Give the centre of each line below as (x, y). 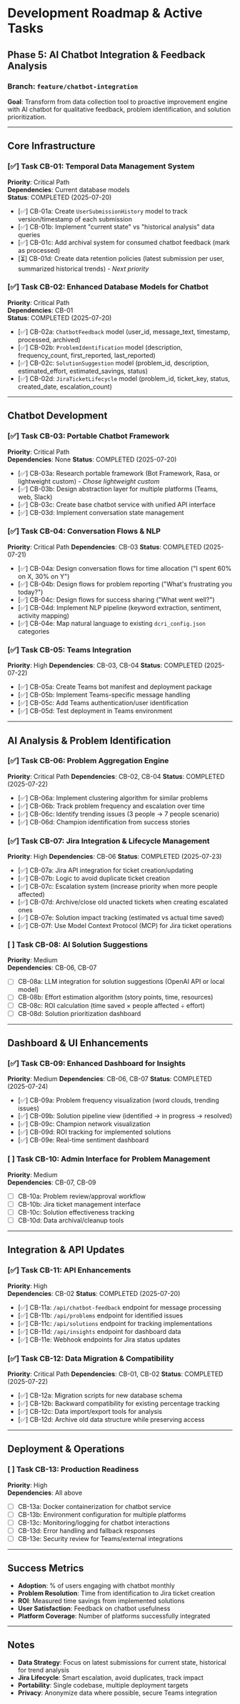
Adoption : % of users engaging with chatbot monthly (96, 1585)
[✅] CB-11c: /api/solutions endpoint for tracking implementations (115, 1323)
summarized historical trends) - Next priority (83, 269)
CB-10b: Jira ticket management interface (79, 1204)
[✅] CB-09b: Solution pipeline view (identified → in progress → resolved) (125, 1116)
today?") (30, 592)
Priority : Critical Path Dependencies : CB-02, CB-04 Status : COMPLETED (116, 776)
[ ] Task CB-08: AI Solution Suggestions (78, 945)
